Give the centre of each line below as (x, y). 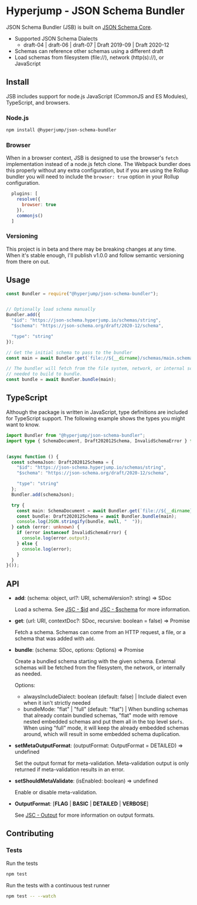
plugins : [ (25, 194)
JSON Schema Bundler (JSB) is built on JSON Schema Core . (79, 27)
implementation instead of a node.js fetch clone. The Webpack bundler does (98, 164)
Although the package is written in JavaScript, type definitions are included (97, 412)
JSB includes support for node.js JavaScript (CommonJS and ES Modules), (97, 96)
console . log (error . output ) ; (56, 538)
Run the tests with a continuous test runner (58, 885)
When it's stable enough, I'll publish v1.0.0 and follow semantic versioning (95, 255)
